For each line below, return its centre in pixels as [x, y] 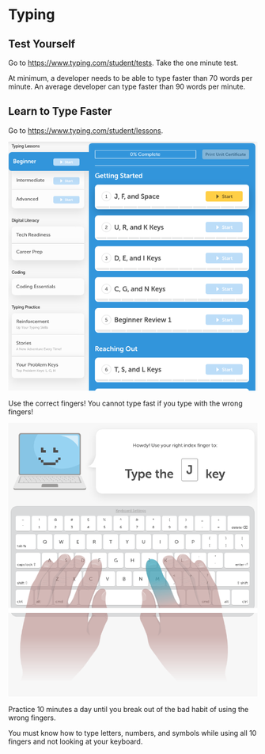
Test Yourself [42, 44]
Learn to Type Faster [60, 111]
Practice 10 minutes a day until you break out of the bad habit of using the [129, 710]
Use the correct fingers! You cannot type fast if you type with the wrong [125, 404]
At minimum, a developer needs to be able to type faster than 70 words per [131, 78]
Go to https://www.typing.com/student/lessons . [86, 130]
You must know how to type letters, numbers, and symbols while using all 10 [132, 733]
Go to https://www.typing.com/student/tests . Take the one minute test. [123, 63]
